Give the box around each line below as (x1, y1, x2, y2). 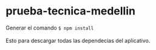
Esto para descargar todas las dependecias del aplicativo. (5, 37, 151, 44)
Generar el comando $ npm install (5, 24, 94, 31)
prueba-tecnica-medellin (5, 4, 136, 18)
